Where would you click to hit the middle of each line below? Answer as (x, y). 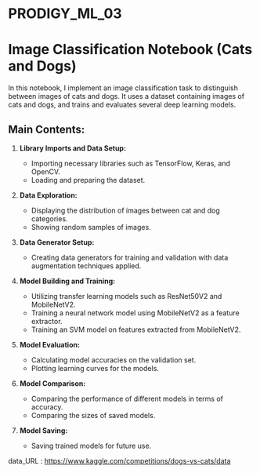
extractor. (47, 321)
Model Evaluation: (50, 344)
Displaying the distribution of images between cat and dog (126, 210)
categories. (49, 218)
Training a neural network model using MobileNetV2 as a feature (135, 313)
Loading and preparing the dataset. (88, 180)
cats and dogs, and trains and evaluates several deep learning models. (122, 105)
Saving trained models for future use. (91, 446)
